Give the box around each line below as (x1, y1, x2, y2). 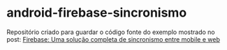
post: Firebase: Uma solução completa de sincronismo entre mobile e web (6, 35, 221, 43)
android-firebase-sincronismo (6, 5, 187, 21)
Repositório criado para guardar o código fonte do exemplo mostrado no (6, 28, 216, 36)
